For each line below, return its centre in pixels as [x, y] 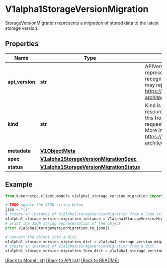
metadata [19, 151]
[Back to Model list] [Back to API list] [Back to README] [62, 261]
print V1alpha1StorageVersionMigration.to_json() [58, 228]
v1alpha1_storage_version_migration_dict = [51, 242]
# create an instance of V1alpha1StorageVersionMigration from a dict [80, 246]
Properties [22, 44]
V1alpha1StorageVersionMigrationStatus [90, 167]
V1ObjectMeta [58, 151]
